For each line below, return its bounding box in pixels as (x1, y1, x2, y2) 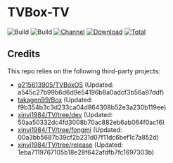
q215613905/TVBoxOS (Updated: (17, 80, 114, 89)
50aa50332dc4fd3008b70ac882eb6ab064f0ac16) (17, 118, 165, 126)
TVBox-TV (7, 4, 70, 20)
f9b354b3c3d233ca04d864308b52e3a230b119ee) (17, 103, 167, 111)
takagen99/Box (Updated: (17, 95, 93, 104)
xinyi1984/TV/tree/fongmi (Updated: (17, 125, 122, 134)
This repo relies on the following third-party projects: (7, 66, 160, 75)
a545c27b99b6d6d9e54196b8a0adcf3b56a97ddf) (17, 87, 165, 96)
